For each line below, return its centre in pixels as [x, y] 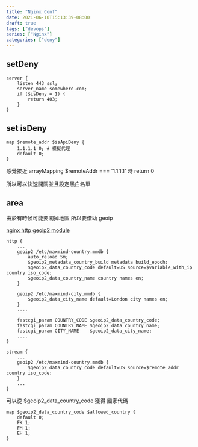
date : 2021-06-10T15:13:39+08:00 [48, 17]
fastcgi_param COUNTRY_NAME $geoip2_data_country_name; [89, 326]
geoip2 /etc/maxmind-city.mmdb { [59, 294]
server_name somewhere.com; [52, 89]
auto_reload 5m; [48, 257]
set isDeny [26, 128]
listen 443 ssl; [38, 83]
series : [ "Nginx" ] [29, 34]
